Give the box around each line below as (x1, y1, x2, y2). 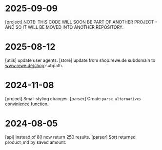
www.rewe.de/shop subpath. (5, 62, 63, 68)
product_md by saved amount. (5, 139, 67, 145)
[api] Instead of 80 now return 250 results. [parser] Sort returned (5, 134, 136, 140)
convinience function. (5, 101, 49, 107)
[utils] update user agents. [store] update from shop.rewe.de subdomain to (5, 57, 156, 63)
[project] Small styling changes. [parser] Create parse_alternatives (5, 95, 142, 101)
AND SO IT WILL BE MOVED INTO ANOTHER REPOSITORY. (5, 24, 124, 30)
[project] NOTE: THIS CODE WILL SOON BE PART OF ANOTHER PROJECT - (5, 19, 158, 25)
